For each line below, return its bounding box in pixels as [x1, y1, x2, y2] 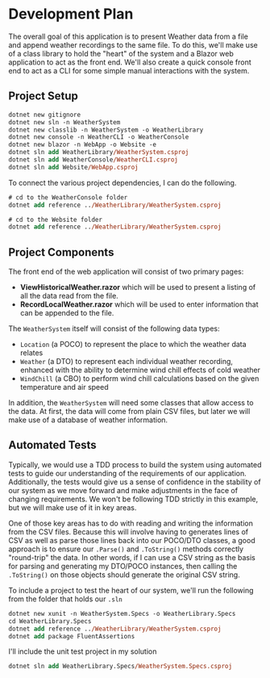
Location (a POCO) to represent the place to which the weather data [19, 340, 247, 349]
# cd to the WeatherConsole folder [8, 193, 128, 202]
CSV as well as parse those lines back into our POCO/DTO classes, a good [8, 535, 255, 545]
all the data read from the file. [19, 291, 118, 301]
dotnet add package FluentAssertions [8, 632, 135, 640]
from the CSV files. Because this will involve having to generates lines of [8, 526, 249, 537]
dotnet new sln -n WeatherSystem [8, 118, 121, 126]
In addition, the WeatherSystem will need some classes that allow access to [8, 398, 254, 408]
